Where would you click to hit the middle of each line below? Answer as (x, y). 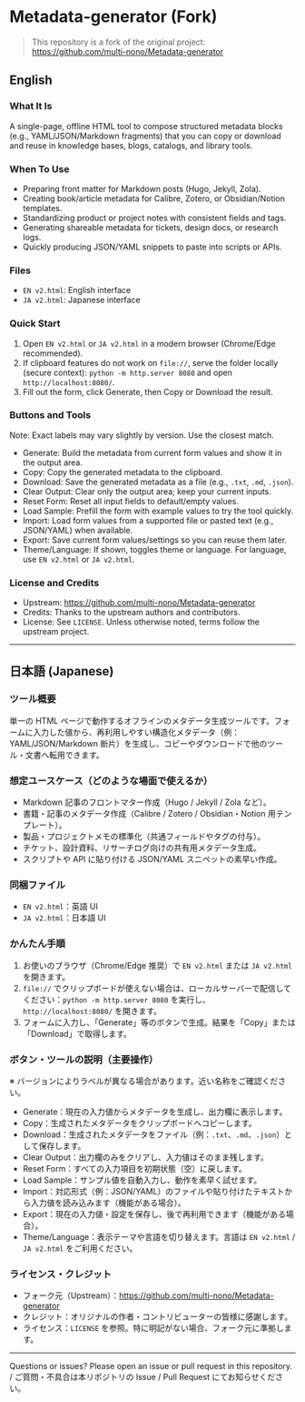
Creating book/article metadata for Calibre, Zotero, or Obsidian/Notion (154, 198)
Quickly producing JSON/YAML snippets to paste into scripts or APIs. (152, 247)
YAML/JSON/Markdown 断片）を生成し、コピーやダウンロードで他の (138, 743)
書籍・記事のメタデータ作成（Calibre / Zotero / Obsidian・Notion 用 (149, 814)
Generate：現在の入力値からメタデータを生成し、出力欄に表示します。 (155, 1112)
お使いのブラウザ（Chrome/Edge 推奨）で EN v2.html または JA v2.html (157, 965)
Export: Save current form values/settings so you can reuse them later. (155, 540)
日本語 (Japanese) (62, 671)
